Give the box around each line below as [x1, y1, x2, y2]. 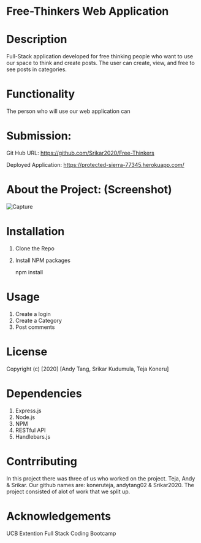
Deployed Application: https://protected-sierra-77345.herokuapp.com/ [6, 161, 185, 168]
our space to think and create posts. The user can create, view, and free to [6, 60, 195, 67]
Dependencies [6, 387, 82, 400]
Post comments [15, 323, 55, 331]
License [6, 345, 48, 358]
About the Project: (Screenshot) [6, 183, 173, 197]
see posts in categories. [6, 66, 67, 73]
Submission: [6, 129, 72, 143]
